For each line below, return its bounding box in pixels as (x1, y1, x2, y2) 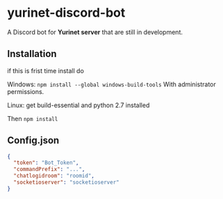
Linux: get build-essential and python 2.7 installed (7, 101, 150, 109)
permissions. (7, 87, 44, 95)
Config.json (7, 134, 60, 147)
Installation (7, 48, 57, 60)
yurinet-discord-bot (7, 5, 126, 21)
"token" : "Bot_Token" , (13, 159, 79, 166)
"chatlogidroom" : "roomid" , (13, 173, 95, 180)
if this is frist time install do (7, 66, 85, 74)
